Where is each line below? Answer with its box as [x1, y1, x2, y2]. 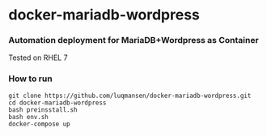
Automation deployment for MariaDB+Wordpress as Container [8, 35, 259, 46]
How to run [8, 73, 53, 84]
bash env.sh [8, 113, 49, 121]
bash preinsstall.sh [8, 105, 78, 114]
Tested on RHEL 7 [8, 53, 68, 62]
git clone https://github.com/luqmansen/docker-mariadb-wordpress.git [8, 91, 252, 100]
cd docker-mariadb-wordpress [8, 99, 107, 107]
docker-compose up [8, 120, 70, 128]
